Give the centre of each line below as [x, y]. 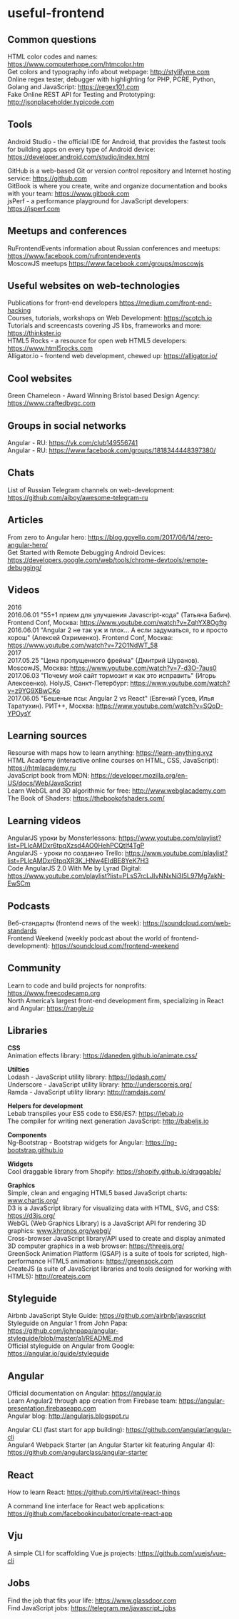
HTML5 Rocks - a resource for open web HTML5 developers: [97, 341]
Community [34, 968]
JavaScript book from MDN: [49, 776]
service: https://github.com [47, 178]
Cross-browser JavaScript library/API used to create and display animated [117, 1238]
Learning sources [47, 735]
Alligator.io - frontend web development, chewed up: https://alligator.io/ [112, 356]
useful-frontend [56, 13]
